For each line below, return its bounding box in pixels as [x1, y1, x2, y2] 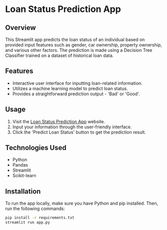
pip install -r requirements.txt [5, 216, 75, 221]
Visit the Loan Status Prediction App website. [12, 118, 106, 124]
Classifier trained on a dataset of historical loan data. [5, 52, 114, 58]
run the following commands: [5, 206, 65, 212]
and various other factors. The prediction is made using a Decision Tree [5, 47, 153, 53]
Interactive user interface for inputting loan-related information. [12, 80, 143, 86]
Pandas [12, 162, 28, 168]
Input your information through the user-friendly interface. [12, 124, 132, 130]
